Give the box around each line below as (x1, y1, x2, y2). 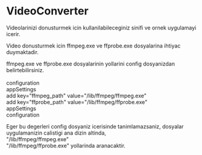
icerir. (6, 30, 21, 37)
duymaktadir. (6, 48, 39, 55)
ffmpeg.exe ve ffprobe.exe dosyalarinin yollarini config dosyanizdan (6, 60, 175, 67)
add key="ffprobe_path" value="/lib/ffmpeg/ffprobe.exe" (6, 98, 148, 106)
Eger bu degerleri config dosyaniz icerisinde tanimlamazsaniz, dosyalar (6, 123, 184, 130)
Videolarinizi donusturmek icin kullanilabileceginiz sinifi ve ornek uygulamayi (6, 24, 197, 31)
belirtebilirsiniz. (6, 66, 44, 73)
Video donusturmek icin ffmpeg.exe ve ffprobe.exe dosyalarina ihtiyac (6, 42, 181, 49)
